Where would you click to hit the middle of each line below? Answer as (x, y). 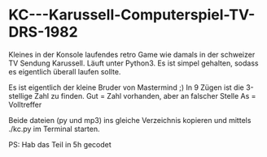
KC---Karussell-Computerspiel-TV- (132, 15)
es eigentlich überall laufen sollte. (65, 71)
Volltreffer (25, 104)
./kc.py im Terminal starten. (54, 129)
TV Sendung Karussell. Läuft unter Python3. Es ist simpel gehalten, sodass (133, 63)
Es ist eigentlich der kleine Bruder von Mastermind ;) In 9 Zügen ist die (126, 87)
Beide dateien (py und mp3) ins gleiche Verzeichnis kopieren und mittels (130, 120)
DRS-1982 (44, 32)
